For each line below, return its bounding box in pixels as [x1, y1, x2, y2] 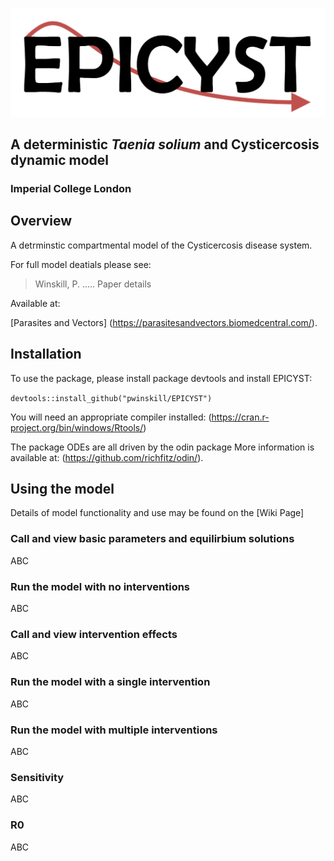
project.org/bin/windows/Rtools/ [10, 421, 144, 433]
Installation [10, 346, 82, 363]
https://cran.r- [211, 411, 270, 423]
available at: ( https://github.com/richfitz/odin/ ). [10, 451, 204, 463]
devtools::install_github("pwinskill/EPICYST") [10, 393, 213, 403]
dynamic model [10, 152, 110, 169]
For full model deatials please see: [10, 258, 152, 270]
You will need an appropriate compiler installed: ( [10, 411, 212, 423]
